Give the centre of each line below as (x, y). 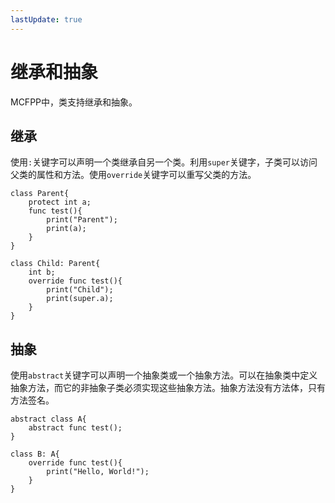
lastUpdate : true (46, 19)
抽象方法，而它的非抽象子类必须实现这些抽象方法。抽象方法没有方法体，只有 (168, 388)
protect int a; (60, 202)
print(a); (66, 229)
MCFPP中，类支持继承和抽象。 (74, 102)
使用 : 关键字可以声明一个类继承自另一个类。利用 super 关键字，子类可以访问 (164, 162)
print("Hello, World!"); (98, 472)
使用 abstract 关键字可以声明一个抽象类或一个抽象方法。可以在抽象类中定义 (164, 375)
